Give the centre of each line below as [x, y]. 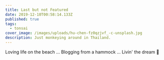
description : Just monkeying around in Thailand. [58, 38]
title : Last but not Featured [37, 10]
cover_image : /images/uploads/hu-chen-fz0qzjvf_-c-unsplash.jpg [74, 33]
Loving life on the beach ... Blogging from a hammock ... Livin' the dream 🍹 [82, 52]
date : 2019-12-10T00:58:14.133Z [39, 14]
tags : [11, 24]
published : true [22, 19]
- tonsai [19, 28]
